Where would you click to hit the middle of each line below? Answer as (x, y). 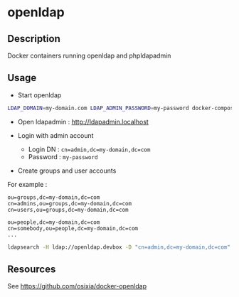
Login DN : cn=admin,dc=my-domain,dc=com (89, 149)
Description (34, 39)
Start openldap (39, 95)
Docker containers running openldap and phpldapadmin (89, 55)
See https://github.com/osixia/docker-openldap (77, 286)
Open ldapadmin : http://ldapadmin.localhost (83, 121)
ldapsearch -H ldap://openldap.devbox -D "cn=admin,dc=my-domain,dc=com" (119, 247)
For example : (27, 184)
